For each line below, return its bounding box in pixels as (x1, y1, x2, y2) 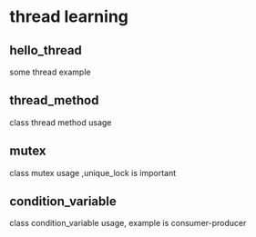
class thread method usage (9, 116, 112, 128)
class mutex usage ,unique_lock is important (9, 167, 177, 178)
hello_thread (9, 43, 82, 58)
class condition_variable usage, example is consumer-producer (9, 218, 247, 229)
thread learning (9, 6, 129, 27)
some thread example (9, 66, 91, 77)
